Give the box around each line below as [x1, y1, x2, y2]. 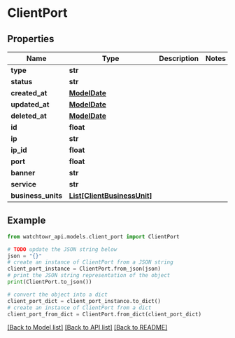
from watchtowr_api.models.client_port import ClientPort [7, 233, 180, 240]
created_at [10, 88, 48, 97]
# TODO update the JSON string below [7, 245, 117, 253]
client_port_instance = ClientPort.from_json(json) [7, 265, 161, 273]
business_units [10, 191, 63, 201]
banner [10, 168, 36, 177]
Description [159, 54, 199, 63]
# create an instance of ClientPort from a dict [7, 304, 152, 311]
